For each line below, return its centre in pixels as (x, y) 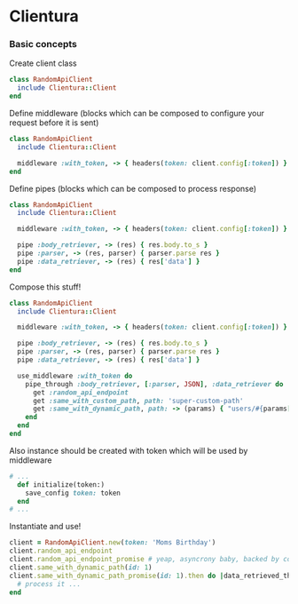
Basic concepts (43, 44)
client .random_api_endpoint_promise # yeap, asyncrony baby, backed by (144, 560)
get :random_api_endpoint (80, 393)
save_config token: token (73, 493)
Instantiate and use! (45, 527)
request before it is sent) (54, 123)
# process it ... (49, 584)
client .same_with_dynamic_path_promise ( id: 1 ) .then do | (117, 576)
